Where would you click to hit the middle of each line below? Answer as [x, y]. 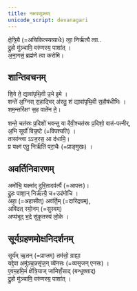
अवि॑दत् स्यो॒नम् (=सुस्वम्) [35, 209]
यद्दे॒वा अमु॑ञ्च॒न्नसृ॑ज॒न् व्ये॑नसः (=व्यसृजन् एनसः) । [59, 263]
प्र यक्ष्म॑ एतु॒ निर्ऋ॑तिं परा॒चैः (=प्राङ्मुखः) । [50, 147]
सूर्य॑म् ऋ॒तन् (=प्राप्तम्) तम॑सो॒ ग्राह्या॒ [44, 255]
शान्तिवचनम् [27, 77]
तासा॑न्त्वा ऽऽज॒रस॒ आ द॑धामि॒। [39, 139]
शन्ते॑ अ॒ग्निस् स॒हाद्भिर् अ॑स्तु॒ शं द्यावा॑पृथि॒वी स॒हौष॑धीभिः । [67, 102]
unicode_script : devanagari [48, 20]
